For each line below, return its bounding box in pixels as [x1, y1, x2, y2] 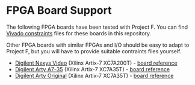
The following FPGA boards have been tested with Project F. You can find [6, 23, 188, 31]
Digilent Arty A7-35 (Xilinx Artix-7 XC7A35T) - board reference [14, 65, 170, 72]
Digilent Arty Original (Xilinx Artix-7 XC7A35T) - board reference [14, 72, 174, 79]
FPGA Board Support [6, 4, 112, 17]
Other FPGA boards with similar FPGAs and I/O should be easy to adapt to [6, 41, 190, 48]
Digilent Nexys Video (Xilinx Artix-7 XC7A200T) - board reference [14, 59, 178, 66]
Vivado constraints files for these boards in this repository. [6, 29, 152, 37]
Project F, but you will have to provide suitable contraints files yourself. [6, 47, 182, 54]
